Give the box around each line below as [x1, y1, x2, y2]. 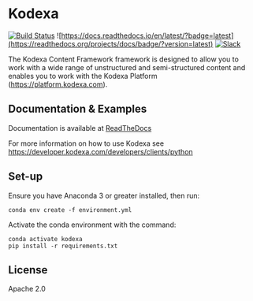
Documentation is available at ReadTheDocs [8, 123, 152, 132]
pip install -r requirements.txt [8, 242, 118, 250]
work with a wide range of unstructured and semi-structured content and [8, 62, 246, 72]
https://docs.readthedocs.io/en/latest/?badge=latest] [61, 31, 234, 40]
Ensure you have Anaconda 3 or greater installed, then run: [8, 191, 200, 200]
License [8, 263, 48, 277]
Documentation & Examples [8, 102, 147, 116]
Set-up [8, 170, 43, 184]
